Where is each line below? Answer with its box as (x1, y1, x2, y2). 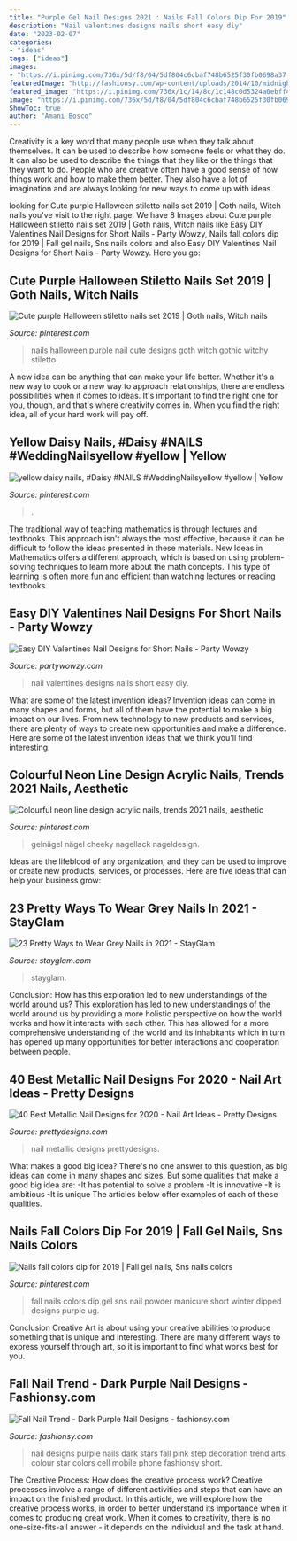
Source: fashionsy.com (9, 1430, 94, 1441)
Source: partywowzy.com (9, 660, 103, 671)
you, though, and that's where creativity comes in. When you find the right (9, 400, 280, 410)
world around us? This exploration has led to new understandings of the (9, 999, 271, 1010)
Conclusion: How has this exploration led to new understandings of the (9, 990, 268, 1000)
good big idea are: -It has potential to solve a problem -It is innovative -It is (9, 1179, 281, 1190)
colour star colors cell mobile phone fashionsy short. (30, 1457, 223, 1467)
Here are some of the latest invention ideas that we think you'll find (9, 732, 253, 743)
